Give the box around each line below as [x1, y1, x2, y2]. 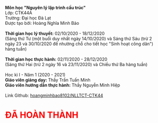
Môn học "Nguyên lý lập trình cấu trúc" [5, 5, 86, 10]
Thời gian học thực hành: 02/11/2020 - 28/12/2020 [5, 56, 108, 62]
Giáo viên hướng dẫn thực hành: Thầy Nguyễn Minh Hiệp [5, 82, 120, 88]
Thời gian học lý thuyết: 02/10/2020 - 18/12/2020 [5, 31, 105, 36]
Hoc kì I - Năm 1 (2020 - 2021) [5, 72, 65, 77]
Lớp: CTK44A [5, 10, 32, 16]
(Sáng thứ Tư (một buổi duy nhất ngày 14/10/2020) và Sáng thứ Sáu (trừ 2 [5, 36, 152, 41]
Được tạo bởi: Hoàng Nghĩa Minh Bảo [5, 20, 79, 26]
